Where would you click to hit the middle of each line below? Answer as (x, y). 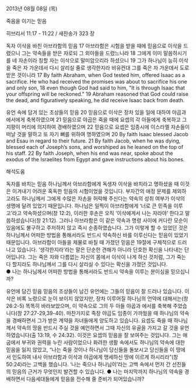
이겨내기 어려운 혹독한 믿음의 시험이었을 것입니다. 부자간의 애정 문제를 (91, 191)
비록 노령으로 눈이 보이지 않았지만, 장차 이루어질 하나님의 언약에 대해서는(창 (102, 299)
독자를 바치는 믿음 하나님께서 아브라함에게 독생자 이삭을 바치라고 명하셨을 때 (92, 184)
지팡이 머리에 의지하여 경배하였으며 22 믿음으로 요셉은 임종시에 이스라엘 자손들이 (98, 127)
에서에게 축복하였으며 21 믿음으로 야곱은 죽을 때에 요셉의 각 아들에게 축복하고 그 (97, 119)
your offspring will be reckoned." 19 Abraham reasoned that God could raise (97, 94)
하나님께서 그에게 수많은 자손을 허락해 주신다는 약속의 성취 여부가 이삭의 (103, 198)
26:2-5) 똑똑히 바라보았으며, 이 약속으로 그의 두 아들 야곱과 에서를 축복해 (89, 306)
